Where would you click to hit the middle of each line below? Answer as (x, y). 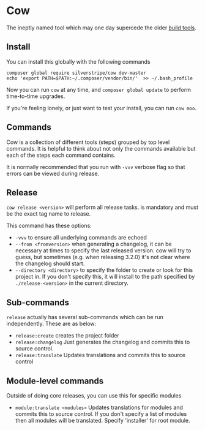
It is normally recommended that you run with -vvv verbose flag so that (96, 167)
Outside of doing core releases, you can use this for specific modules (94, 395)
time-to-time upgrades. (36, 96)
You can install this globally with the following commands (79, 61)
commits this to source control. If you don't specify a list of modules (101, 414)
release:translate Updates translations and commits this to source (100, 355)
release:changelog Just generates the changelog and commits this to (102, 342)
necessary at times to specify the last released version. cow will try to (103, 251)
